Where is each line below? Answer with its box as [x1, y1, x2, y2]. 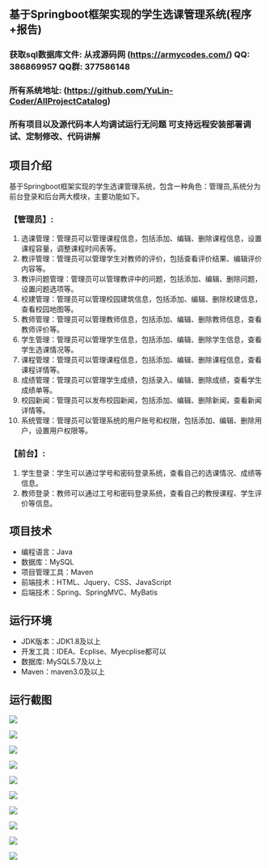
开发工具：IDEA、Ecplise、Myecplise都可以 [20, 646, 167, 657]
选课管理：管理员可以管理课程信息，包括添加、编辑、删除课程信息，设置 [20, 234, 262, 243]
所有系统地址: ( [9, 85, 67, 96]
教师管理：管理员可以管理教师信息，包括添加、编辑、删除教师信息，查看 [20, 315, 262, 324]
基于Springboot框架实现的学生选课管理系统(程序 [9, 7, 252, 22]
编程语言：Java [20, 547, 74, 557]
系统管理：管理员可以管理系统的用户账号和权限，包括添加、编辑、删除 [20, 416, 255, 426]
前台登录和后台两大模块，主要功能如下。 [9, 191, 144, 201]
